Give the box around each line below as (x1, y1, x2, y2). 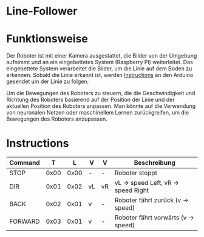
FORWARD (9, 217, 40, 225)
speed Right (114, 186, 149, 195)
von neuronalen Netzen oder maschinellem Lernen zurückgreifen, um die (6, 109, 189, 116)
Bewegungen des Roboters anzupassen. (6, 115, 107, 122)
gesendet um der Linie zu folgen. (6, 78, 89, 85)
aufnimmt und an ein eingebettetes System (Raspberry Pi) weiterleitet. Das (6, 59, 193, 66)
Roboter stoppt (114, 169, 158, 177)
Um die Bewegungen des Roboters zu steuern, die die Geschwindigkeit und (6, 90, 195, 97)
